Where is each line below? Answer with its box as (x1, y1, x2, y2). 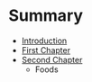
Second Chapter (21, 54, 83, 65)
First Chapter (21, 44, 71, 55)
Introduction (21, 35, 68, 46)
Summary (8, 5, 83, 26)
